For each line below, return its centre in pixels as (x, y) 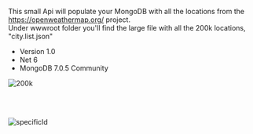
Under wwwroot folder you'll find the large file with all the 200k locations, (127, 28)
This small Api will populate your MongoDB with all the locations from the (126, 11)
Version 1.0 (37, 51)
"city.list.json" (31, 36)
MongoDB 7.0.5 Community (64, 68)
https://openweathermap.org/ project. (70, 20)
